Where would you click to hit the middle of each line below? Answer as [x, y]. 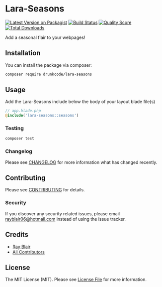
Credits [17, 235]
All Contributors [28, 252]
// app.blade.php [23, 111]
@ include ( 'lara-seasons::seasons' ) [42, 116]
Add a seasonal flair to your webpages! [45, 37]
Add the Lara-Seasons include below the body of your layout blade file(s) [80, 102]
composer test [20, 139]
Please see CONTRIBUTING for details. [45, 190]
